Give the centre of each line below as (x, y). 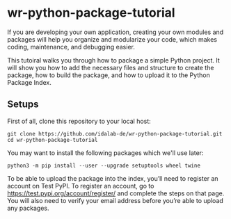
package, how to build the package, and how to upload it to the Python (109, 75)
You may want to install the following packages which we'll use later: (105, 153)
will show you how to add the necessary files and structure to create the (111, 67)
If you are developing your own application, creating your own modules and (115, 32)
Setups (23, 105)
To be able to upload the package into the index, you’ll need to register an (113, 178)
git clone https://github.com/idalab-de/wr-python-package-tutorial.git (115, 133)
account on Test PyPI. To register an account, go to (81, 186)
